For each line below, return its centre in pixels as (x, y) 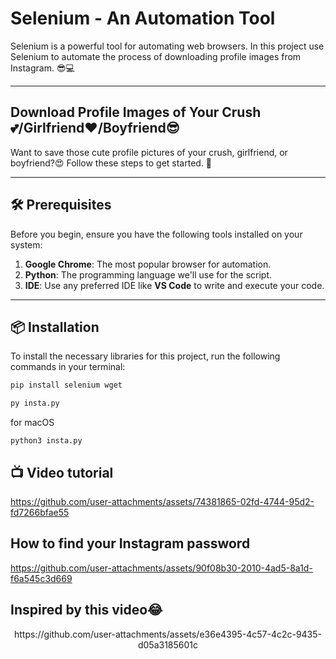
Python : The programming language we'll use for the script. (148, 274)
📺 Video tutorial (62, 472)
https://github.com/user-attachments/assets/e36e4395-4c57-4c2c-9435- (168, 634)
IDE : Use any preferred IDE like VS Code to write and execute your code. (174, 285)
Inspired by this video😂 (86, 610)
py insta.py (35, 403)
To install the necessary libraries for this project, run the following (145, 356)
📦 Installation (55, 327)
